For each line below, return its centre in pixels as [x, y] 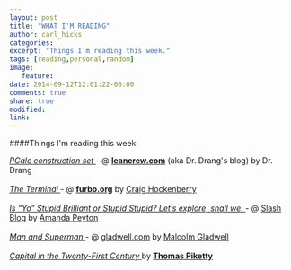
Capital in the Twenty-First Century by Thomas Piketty [111, 256]
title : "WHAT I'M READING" [60, 26]
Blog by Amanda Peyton [54, 218]
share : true [31, 101]
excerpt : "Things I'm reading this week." [90, 51]
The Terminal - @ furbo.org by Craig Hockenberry [103, 189]
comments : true [38, 92]
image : [22, 68]
